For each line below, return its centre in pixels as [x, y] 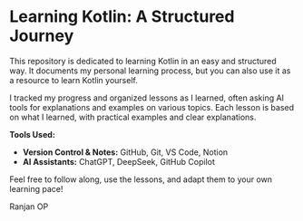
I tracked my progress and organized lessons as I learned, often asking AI [147, 98]
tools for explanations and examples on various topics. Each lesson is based [152, 107]
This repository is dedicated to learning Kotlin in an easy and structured [143, 61]
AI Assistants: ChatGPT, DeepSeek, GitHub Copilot [119, 161]
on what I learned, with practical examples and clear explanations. [133, 117]
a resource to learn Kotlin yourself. [73, 80]
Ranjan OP [29, 207]
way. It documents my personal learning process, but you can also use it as [150, 71]
